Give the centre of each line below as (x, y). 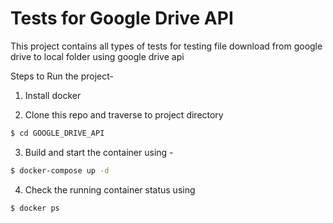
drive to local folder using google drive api (97, 56)
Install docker (53, 95)
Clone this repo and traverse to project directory (124, 114)
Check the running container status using (110, 189)
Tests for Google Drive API (122, 18)
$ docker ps (35, 208)
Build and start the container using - (99, 152)
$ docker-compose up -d (60, 170)
